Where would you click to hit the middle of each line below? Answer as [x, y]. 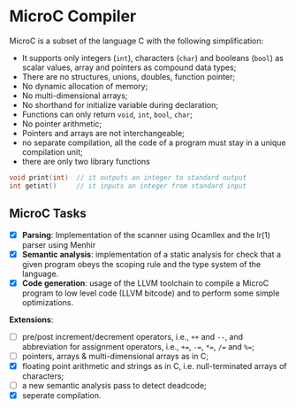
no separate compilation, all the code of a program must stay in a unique [154, 142]
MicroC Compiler [73, 16]
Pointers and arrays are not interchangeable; [103, 133]
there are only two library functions [86, 161]
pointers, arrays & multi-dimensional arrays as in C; [115, 356]
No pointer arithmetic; [62, 123]
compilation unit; [52, 151]
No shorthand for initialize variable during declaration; [120, 104]
